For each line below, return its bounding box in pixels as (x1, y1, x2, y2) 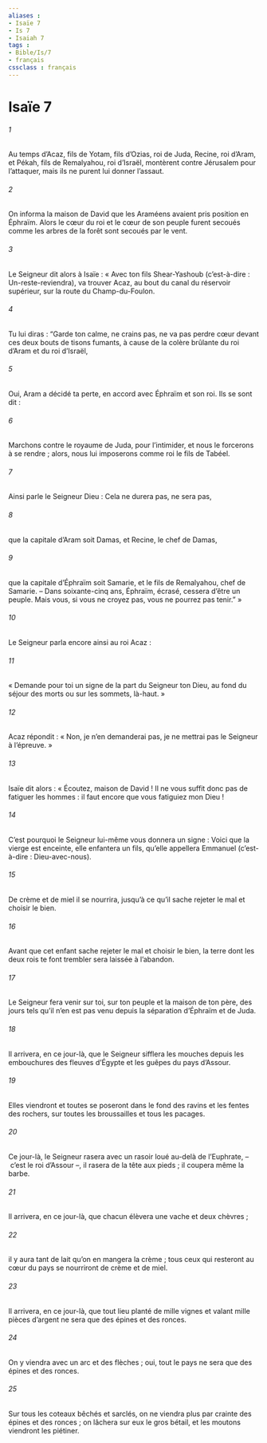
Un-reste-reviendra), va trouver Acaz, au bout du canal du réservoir (8, 277, 231, 287)
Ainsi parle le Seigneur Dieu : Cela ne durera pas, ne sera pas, (8, 492, 213, 501)
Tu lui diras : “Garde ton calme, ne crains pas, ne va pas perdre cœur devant (8, 328, 259, 339)
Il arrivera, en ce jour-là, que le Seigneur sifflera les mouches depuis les (8, 1049, 245, 1059)
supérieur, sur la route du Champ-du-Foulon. (8, 286, 155, 296)
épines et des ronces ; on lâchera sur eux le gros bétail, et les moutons (8, 1417, 241, 1427)
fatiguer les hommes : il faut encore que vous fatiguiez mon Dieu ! (8, 792, 225, 801)
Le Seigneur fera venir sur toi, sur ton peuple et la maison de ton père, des (8, 997, 253, 1007)
